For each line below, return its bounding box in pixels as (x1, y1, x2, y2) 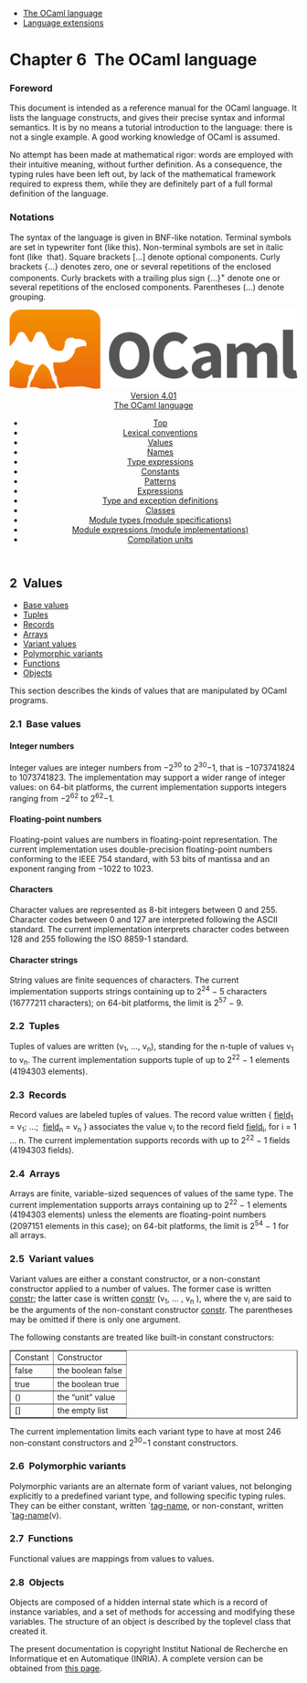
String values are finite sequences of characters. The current (9, 974, 239, 985)
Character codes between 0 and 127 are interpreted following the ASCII (9, 914, 279, 925)
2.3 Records (9, 1089, 67, 1101)
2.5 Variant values (9, 1253, 94, 1266)
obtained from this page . (9, 1663, 102, 1674)
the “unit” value (57, 1392, 116, 1403)
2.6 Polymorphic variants (9, 1460, 126, 1473)
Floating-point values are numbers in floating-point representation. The (9, 834, 278, 845)
